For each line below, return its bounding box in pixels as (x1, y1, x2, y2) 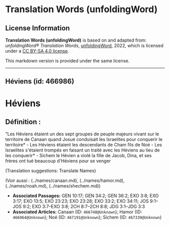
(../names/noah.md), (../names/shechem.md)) (5, 183, 101, 189)
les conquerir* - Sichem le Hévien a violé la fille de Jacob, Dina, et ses (5, 153, 152, 159)
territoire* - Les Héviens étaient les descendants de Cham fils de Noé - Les (5, 142, 162, 148)
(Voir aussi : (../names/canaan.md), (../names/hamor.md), (5, 177, 125, 183)
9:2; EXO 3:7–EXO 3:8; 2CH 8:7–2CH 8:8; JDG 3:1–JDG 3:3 (22, 204, 145, 210)
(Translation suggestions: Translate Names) (5, 168, 96, 174)
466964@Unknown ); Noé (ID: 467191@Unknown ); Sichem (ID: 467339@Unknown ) (12, 214, 162, 220)
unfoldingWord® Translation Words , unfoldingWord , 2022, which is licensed (5, 43, 163, 49)
